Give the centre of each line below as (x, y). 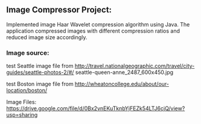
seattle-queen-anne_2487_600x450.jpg (124, 72)
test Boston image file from (40, 84)
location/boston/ (27, 90)
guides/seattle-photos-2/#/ (40, 72)
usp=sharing (22, 115)
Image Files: (21, 102)
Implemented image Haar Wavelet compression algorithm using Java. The (98, 24)
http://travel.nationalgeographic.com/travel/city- (135, 66)
